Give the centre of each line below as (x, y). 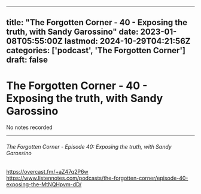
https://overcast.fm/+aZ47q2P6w (47, 171)
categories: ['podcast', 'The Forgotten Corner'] (96, 50)
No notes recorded (29, 127)
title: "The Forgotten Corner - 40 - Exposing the (97, 22)
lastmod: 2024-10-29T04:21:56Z (127, 41)
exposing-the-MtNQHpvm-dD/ (44, 184)
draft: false (27, 60)
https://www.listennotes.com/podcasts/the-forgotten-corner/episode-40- (97, 178)
